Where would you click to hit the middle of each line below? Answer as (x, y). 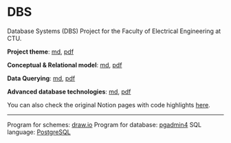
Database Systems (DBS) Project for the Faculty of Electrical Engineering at (114, 31)
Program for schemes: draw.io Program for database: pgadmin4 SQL (104, 124)
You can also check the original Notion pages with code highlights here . (109, 104)
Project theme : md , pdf (41, 52)
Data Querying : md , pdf (41, 78)
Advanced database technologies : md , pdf (69, 91)
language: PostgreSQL (39, 132)
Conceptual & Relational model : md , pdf (65, 65)
